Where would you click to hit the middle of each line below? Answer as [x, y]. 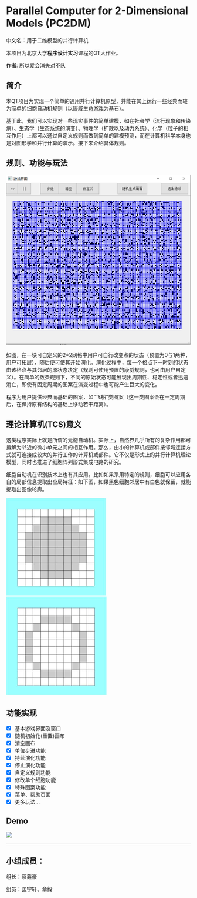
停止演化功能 [30, 765]
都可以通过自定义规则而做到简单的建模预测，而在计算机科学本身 [108, 135]
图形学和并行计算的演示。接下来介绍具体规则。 [73, 143]
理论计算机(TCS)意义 [44, 425]
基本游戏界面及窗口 [38, 728]
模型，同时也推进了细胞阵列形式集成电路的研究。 [65, 462]
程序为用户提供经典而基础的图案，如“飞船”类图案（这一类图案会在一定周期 [96, 397]
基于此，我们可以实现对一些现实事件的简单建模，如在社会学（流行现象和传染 [98, 121]
